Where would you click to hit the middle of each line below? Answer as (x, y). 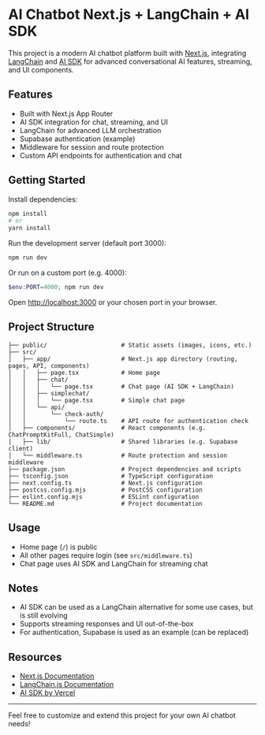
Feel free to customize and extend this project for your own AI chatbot (122, 715)
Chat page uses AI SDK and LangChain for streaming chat (114, 563)
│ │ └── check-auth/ (56, 414)
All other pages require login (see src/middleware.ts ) (106, 555)
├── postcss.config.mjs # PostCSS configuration (105, 490)
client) (21, 448)
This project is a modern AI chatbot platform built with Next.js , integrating (127, 53)
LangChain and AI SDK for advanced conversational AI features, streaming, (130, 61)
